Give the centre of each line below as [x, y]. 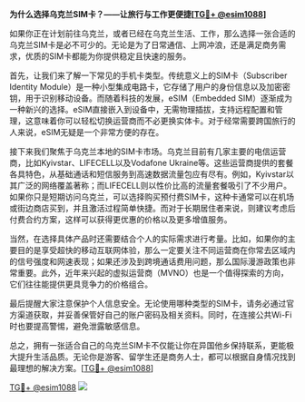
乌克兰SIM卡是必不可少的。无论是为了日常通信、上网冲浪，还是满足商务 [144, 45]
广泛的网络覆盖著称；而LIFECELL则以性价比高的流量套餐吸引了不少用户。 [154, 186]
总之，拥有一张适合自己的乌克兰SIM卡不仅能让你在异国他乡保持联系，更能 [148, 345]
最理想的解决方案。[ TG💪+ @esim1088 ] [82, 368]
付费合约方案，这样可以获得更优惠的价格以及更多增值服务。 [121, 220]
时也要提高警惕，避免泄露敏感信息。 [77, 326]
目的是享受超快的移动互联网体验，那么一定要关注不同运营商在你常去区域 [152, 250]
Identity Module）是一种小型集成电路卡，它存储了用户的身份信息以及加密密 [150, 87]
